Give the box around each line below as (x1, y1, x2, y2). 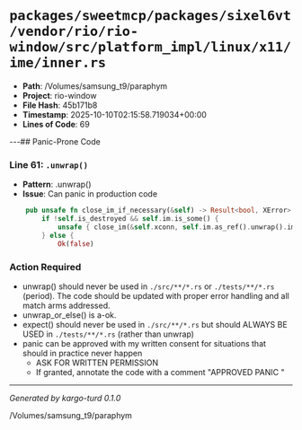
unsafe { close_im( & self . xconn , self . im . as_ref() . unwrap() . (57, 223, 288, 232)
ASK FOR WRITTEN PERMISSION (35, 357, 159, 368)
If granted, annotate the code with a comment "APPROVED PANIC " (35, 366, 285, 377)
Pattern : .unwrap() (22, 179, 92, 190)
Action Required (9, 260, 82, 273)
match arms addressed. (22, 300, 111, 311)
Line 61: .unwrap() (9, 158, 88, 171)
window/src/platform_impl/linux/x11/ (9, 39, 292, 56)
